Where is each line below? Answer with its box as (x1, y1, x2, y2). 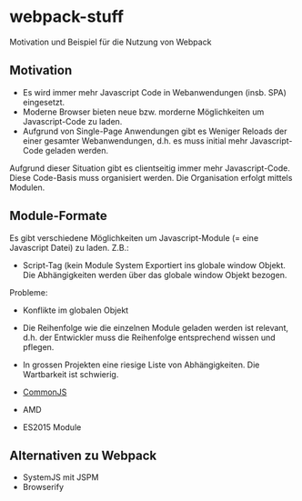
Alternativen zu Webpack (9, 447, 157, 463)
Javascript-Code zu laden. (22, 115, 123, 126)
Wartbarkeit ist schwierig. (22, 368, 119, 379)
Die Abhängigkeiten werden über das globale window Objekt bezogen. (22, 269, 287, 280)
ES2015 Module (22, 421, 82, 433)
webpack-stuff (9, 6, 125, 27)
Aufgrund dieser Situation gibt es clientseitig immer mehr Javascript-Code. (9, 162, 291, 174)
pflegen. (22, 341, 55, 352)
